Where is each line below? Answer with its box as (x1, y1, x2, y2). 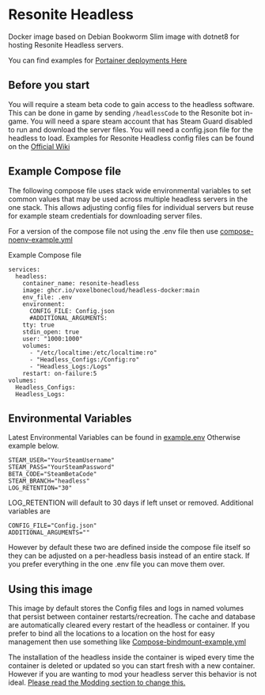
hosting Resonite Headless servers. (8, 40, 124, 49)
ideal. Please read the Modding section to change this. (8, 678, 186, 687)
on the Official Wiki (8, 141, 70, 151)
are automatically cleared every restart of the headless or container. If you (8, 621, 250, 630)
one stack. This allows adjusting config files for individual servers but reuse (8, 202, 255, 212)
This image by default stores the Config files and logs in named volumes (8, 604, 244, 613)
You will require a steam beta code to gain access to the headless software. (8, 99, 255, 109)
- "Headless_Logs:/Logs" (28, 362, 112, 370)
